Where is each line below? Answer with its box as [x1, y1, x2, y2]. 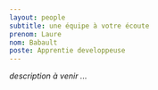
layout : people [9, 12, 66, 22]
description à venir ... [9, 70, 87, 81]
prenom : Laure [9, 29, 62, 38]
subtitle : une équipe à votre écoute [9, 21, 150, 30]
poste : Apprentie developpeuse [9, 46, 126, 55]
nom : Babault [9, 37, 58, 47]
